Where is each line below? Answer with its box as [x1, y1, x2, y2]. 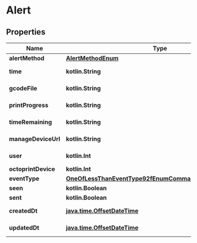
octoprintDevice [9, 165, 56, 173]
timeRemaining [9, 118, 52, 126]
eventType [9, 174, 40, 183]
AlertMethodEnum [66, 54, 119, 62]
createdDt [9, 207, 38, 215]
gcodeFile [9, 85, 38, 92]
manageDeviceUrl [9, 135, 60, 143]
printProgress [9, 101, 49, 109]
